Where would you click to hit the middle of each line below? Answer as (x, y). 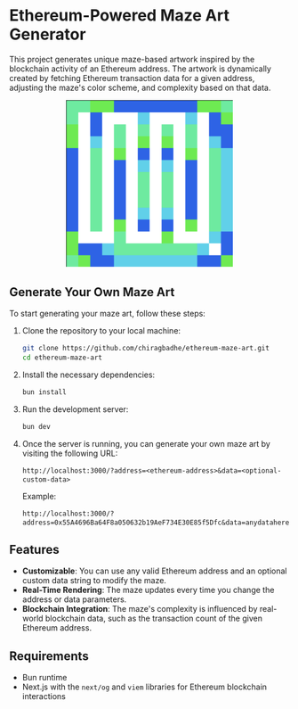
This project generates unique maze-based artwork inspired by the (132, 59)
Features (34, 549)
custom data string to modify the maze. (94, 581)
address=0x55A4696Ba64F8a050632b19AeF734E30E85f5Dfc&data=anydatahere (156, 523)
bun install (44, 392)
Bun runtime (44, 678)
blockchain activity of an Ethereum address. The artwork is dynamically (140, 69)
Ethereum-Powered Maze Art (119, 16)
